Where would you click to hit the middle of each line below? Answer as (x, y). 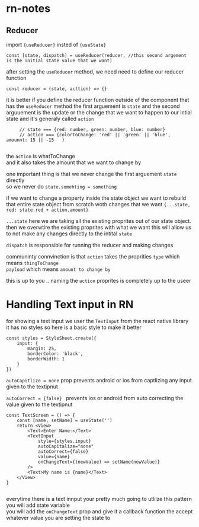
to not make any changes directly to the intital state (69, 234)
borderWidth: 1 (46, 359)
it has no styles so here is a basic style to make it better (74, 327)
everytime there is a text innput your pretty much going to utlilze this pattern (99, 499)
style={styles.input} (65, 441)
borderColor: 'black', (55, 354)
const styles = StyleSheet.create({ (51, 338)
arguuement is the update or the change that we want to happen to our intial (99, 112)
